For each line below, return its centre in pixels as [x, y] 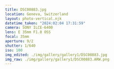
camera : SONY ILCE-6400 [29, 28]
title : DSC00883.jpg [26, 9]
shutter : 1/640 [20, 46]
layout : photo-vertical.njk [33, 18]
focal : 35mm [17, 37]
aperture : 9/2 [19, 41]
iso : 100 [14, 50]
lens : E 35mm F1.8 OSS [28, 32]
